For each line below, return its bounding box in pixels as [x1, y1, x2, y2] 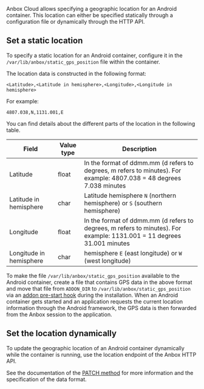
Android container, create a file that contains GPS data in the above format [6, 279, 192, 286]
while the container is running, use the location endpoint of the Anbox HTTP [6, 351, 197, 358]
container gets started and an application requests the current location [6, 297, 183, 305]
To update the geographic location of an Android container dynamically [6, 344, 185, 351]
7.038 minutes [84, 181, 126, 190]
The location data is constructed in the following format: [6, 70, 147, 77]
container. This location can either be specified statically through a [6, 12, 173, 19]
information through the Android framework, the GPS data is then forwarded [6, 304, 197, 311]
